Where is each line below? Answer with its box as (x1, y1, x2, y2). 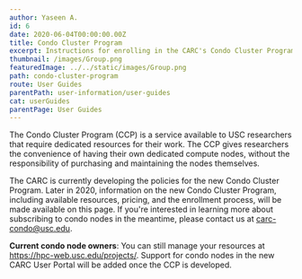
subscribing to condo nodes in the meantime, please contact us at (9, 214, 254, 224)
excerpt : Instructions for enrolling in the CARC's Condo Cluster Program (9, 47, 296, 56)
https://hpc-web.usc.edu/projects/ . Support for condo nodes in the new (9, 250, 275, 261)
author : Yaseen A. (9, 13, 78, 22)
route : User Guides (9, 80, 83, 89)
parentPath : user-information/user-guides (9, 88, 171, 97)
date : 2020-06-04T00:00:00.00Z (9, 30, 127, 39)
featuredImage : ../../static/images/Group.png (9, 64, 187, 73)
